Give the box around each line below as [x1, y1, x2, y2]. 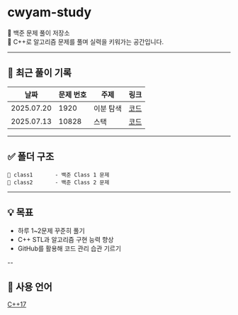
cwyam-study [7, 4, 92, 21]
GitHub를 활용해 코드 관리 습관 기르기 [17, 244, 122, 253]
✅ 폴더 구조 [7, 150, 55, 163]
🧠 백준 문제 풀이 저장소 [7, 28, 70, 37]
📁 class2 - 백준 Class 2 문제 [7, 179, 110, 186]
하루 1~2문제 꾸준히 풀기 [17, 226, 85, 235]
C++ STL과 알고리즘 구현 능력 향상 [17, 236, 114, 244]
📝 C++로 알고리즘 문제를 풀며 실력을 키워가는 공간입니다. [7, 37, 164, 46]
